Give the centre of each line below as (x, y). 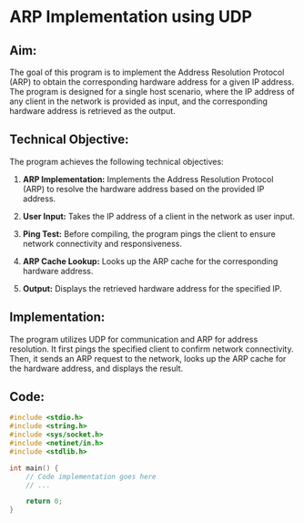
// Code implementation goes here (91, 477)
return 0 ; (45, 502)
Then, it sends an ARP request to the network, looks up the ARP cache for (148, 358)
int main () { (34, 468)
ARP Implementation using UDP (131, 17)
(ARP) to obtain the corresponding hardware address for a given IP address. (152, 82)
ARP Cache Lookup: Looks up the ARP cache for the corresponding (150, 261)
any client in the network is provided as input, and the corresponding (139, 101)
